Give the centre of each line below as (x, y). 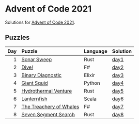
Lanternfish (34, 99)
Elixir (90, 75)
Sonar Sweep (37, 59)
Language (96, 51)
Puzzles (17, 38)
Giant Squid (35, 83)
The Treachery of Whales (50, 107)
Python (92, 83)
